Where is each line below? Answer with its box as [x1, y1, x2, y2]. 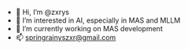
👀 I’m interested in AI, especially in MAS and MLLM [15, 16, 181, 25]
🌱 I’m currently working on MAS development [15, 24, 163, 33]
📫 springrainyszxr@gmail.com [15, 33, 116, 42]
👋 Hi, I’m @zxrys [15, 8, 69, 16]
